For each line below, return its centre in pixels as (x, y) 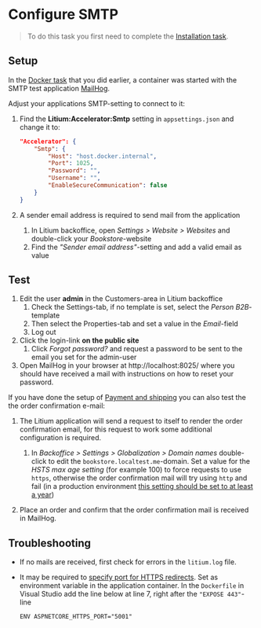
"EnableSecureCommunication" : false (108, 185)
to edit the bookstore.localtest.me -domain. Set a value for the (149, 461)
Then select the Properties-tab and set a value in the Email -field (135, 324)
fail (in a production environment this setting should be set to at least (142, 487)
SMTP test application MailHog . (59, 88)
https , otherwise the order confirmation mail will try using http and (139, 478)
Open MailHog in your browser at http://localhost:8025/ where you (127, 365)
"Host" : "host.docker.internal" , (103, 156)
